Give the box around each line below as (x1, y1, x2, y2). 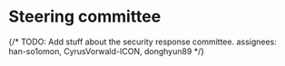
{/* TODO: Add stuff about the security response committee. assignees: (8, 36, 278, 47)
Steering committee (8, 6, 162, 27)
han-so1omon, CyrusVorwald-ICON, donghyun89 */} (8, 45, 205, 56)
